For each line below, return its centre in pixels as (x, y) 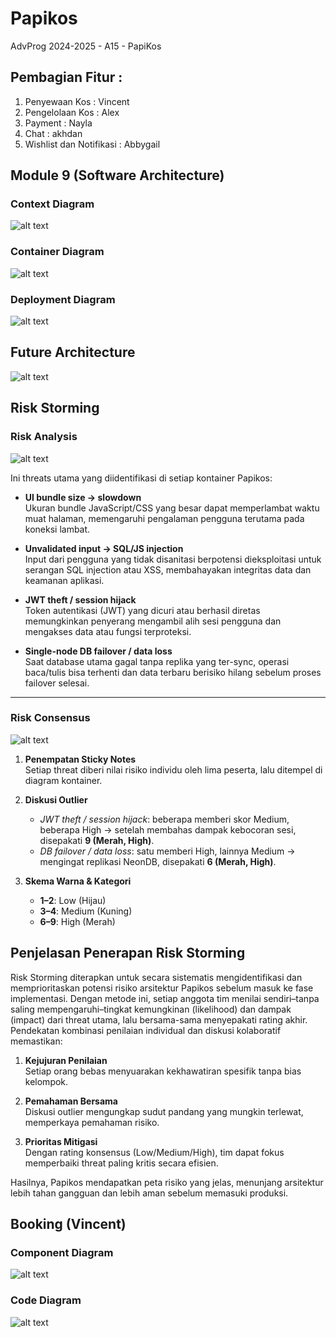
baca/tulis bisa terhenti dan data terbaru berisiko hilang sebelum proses (173, 672)
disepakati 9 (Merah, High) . (97, 840)
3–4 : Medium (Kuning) (86, 911)
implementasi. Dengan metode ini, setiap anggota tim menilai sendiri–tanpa (165, 998)
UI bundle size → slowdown (83, 497)
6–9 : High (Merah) (77, 921)
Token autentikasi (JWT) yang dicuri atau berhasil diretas (142, 610)
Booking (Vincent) (68, 1224)
